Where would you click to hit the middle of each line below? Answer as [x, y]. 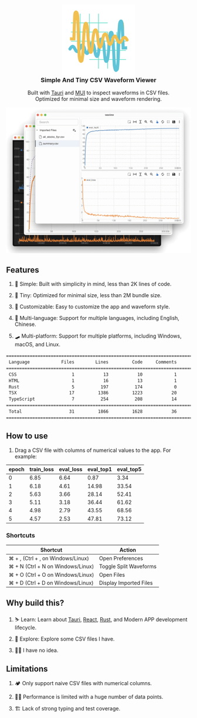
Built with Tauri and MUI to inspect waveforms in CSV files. [98, 93]
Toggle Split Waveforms [128, 566]
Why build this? [35, 603]
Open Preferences [121, 559]
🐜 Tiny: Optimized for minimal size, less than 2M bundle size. [88, 295]
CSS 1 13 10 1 [93, 375]
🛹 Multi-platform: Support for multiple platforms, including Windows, [98, 336]
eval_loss [71, 469]
